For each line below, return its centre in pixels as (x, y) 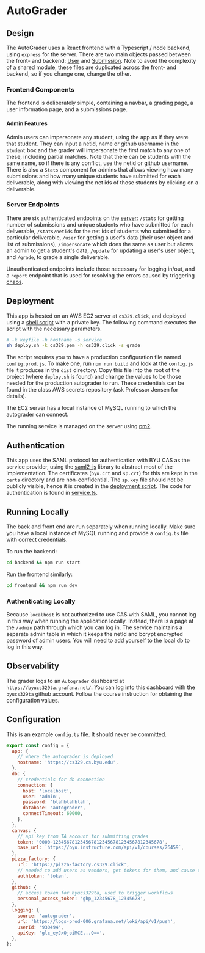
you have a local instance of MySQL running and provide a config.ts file (98, 533)
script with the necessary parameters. (54, 329)
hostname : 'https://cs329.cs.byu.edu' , (68, 762)
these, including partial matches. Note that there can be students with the (99, 156)
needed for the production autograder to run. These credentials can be (95, 383)
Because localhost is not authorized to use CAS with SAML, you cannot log (101, 615)
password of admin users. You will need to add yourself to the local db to (98, 641)
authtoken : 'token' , (43, 876)
